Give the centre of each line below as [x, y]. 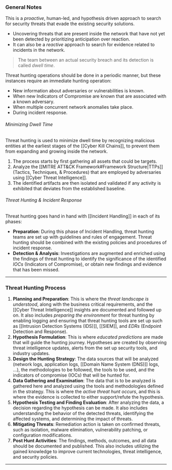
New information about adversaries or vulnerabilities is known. [79, 91]
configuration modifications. [42, 435]
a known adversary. [34, 102]
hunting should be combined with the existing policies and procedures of [90, 242]
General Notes [24, 7]
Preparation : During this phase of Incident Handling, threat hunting [83, 231]
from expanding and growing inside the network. [57, 151]
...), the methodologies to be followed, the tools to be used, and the [83, 370]
